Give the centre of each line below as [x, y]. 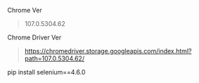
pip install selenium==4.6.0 [46, 72]
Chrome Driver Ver [34, 37]
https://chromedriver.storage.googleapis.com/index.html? [108, 51]
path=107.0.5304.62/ [54, 58]
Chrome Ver [25, 10]
